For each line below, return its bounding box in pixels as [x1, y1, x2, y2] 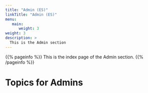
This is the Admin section [10, 40, 66, 45]
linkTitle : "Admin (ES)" [5, 12, 57, 17]
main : [12, 21, 24, 27]
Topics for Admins [5, 76, 83, 88]
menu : [5, 17, 17, 22]
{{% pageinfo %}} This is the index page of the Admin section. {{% [5, 54, 144, 60]
